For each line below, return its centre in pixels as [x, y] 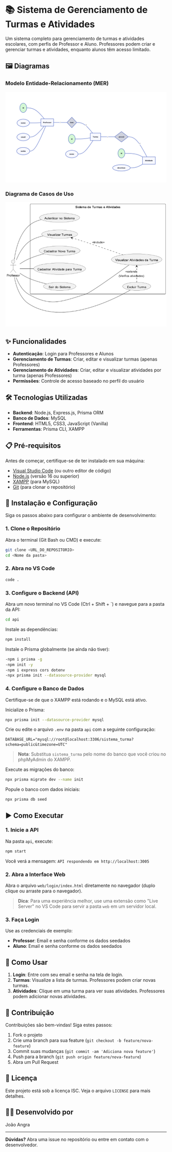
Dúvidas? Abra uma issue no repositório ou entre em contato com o [77, 1139]
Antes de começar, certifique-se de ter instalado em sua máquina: [75, 461]
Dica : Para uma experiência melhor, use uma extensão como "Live [88, 901]
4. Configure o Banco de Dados [45, 689]
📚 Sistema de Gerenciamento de [77, 10]
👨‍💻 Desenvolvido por [39, 1112]
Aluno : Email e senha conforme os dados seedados [67, 946]
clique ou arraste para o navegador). [44, 891]
